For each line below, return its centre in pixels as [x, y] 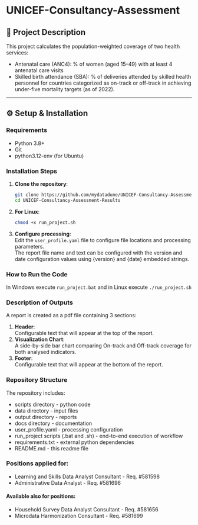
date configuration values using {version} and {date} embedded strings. [102, 259]
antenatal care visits [39, 70]
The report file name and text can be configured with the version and [98, 253]
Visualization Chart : [39, 339]
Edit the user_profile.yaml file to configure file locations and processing [103, 240]
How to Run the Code [37, 274]
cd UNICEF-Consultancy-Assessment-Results [67, 200]
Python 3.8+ [30, 143]
